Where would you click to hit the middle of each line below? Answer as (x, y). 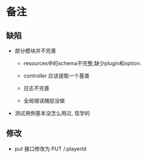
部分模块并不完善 (35, 51)
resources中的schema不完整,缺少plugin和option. (82, 63)
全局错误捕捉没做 (44, 101)
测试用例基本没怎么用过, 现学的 (52, 113)
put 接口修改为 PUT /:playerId (50, 149)
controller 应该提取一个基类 (56, 76)
